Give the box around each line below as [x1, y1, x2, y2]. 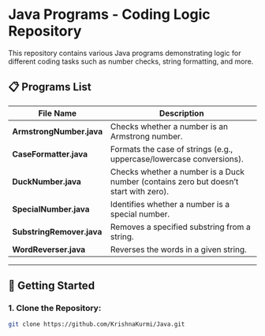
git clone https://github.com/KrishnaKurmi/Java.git [8, 320, 185, 328]
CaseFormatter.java [12, 148, 88, 159]
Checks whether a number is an [110, 120, 229, 131]
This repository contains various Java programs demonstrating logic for [8, 48, 241, 57]
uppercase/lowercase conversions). [110, 153, 244, 164]
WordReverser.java [12, 244, 86, 255]
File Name [38, 108, 77, 119]
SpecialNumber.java [12, 203, 90, 214]
